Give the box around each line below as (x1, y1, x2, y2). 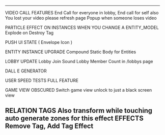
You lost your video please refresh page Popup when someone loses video (5, 15, 157, 21)
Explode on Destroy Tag (5, 30, 54, 35)
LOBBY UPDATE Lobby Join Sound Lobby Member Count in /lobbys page (5, 59, 153, 64)
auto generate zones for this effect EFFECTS (5, 114, 144, 123)
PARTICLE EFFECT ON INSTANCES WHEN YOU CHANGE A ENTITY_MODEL (5, 25, 159, 30)
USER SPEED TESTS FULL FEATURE (5, 77, 79, 83)
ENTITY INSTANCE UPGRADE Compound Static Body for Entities (5, 49, 137, 55)
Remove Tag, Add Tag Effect (5, 122, 93, 131)
